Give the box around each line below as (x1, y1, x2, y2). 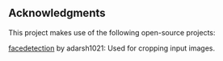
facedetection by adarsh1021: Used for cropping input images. (8, 43, 216, 53)
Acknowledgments (8, 6, 107, 20)
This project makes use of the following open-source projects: (8, 27, 216, 37)
